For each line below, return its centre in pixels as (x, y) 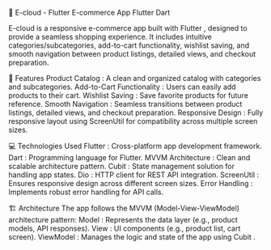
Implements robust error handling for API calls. (86, 192)
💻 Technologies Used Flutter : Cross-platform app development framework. (135, 146)
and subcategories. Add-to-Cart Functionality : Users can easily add (122, 87)
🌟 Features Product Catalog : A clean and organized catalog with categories (135, 78)
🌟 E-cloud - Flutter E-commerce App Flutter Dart (89, 13)
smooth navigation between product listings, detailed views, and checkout (132, 54)
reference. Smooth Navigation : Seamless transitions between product (125, 104)
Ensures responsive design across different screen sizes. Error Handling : (131, 183)
